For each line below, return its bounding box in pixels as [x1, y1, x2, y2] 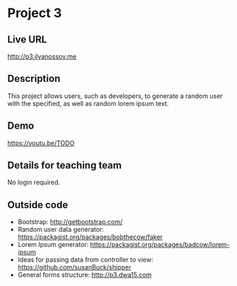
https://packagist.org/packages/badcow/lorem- [90, 240, 230, 249]
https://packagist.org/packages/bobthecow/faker [17, 233, 163, 241]
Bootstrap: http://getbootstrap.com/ [17, 218, 123, 226]
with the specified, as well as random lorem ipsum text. [7, 99, 169, 107]
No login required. [7, 178, 60, 186]
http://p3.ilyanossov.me [7, 52, 77, 60]
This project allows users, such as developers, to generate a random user [7, 91, 223, 100]
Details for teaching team [7, 159, 122, 171]
